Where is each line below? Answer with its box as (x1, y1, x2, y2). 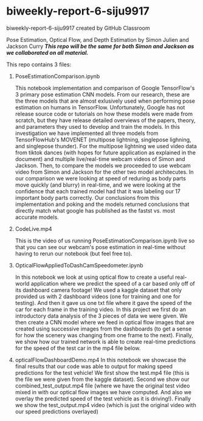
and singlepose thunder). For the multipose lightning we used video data (15, 142, 198, 149)
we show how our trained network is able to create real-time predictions (15, 338, 196, 345)
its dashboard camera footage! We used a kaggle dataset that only (15, 286, 182, 293)
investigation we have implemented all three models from (15, 129, 159, 137)
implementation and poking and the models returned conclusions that (15, 200, 190, 208)
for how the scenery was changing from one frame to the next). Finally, (15, 331, 193, 338)
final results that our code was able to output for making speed (15, 363, 173, 370)
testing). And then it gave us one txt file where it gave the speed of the (15, 299, 192, 306)
